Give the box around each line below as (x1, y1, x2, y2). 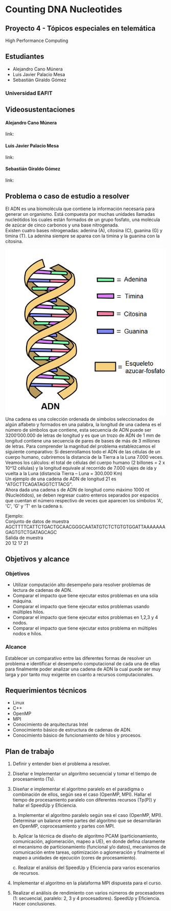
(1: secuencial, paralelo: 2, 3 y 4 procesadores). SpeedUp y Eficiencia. (12, 895, 161, 901)
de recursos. (12, 870, 40, 876)
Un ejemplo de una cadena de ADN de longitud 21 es (5, 476, 116, 482)
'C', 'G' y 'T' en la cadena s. (5, 503, 64, 509)
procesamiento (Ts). (12, 776, 55, 782)
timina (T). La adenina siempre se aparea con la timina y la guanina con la (5, 233, 160, 239)
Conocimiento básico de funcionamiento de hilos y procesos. (12, 732, 142, 739)
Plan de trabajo (5, 747, 55, 756)
